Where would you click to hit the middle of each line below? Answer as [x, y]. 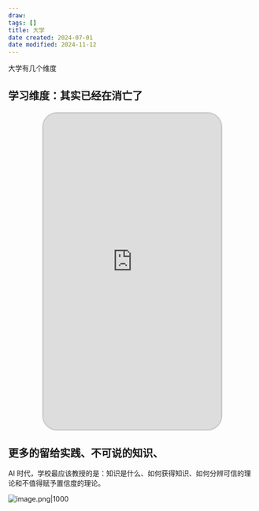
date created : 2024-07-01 [50, 37]
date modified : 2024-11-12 [52, 45]
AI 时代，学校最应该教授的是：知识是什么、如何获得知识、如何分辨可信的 [126, 473]
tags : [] [22, 23]
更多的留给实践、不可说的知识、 [86, 453]
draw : [17, 15]
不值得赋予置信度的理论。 [63, 483]
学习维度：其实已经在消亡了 [76, 95]
